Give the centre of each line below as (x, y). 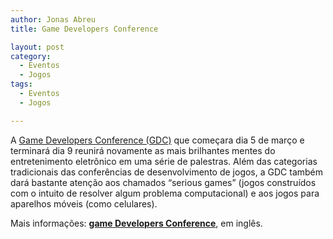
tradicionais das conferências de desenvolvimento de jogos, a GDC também (167, 172)
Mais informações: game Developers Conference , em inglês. (136, 223)
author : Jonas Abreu (53, 19)
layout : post (37, 47)
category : (31, 56)
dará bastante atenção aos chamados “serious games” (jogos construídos (163, 182)
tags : (21, 84)
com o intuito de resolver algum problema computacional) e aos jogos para (165, 193)
